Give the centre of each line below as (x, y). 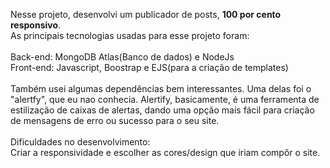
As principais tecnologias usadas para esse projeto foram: (130, 35)
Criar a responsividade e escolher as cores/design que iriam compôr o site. (165, 152)
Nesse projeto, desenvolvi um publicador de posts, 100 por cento (146, 14)
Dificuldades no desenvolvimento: (80, 142)
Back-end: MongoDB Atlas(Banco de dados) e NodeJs (122, 57)
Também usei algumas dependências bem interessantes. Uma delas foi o (161, 88)
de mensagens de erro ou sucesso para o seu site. (115, 120)
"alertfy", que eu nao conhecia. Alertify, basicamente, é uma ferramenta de (165, 99)
